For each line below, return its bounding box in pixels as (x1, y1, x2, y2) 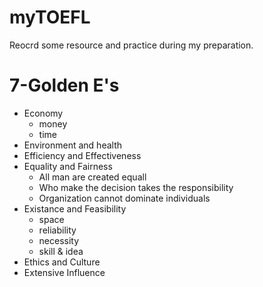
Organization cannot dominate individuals (38, 192, 211, 204)
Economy (23, 107, 64, 119)
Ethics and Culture (23, 256, 101, 268)
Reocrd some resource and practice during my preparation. (9, 39, 254, 51)
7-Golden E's (9, 74, 120, 97)
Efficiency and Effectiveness (23, 149, 142, 161)
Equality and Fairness (23, 160, 113, 172)
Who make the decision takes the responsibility (38, 181, 234, 193)
